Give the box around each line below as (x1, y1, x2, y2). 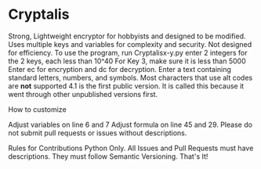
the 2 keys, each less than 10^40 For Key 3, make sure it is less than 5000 (8, 56, 246, 66)
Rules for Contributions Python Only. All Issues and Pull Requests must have (8, 143, 254, 153)
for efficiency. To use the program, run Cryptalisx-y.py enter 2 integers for (8, 48, 248, 57)
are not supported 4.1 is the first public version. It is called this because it (8, 81, 245, 91)
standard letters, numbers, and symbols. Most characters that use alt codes (8, 73, 253, 82)
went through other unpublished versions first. (8, 89, 158, 99)
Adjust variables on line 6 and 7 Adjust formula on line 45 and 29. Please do (8, 120, 253, 129)
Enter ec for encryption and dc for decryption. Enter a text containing (8, 64, 231, 74)
